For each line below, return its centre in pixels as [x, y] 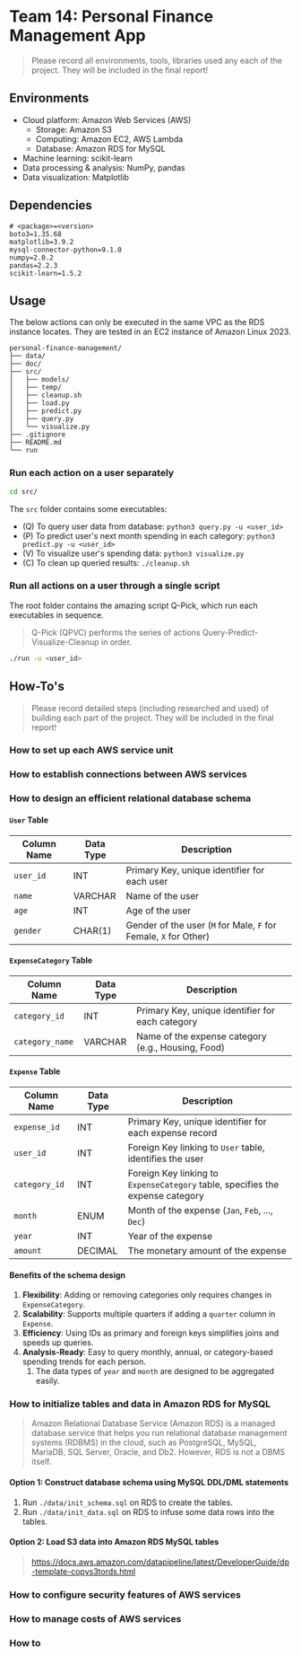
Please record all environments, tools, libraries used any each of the [156, 60]
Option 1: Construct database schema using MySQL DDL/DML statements [149, 1482]
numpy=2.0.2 [31, 258]
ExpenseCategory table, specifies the [203, 1185]
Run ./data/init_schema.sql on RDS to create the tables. [127, 1502]
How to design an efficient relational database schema [130, 798]
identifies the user [166, 1158]
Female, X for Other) [168, 936]
